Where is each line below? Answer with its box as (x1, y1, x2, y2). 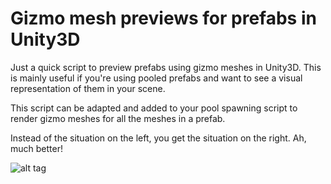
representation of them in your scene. (10, 82, 166, 94)
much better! (10, 142, 63, 154)
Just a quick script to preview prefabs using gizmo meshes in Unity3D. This (10, 61, 322, 73)
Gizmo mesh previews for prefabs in (10, 7, 317, 30)
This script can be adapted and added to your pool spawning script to (10, 102, 298, 114)
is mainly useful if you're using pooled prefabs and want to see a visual (10, 72, 303, 84)
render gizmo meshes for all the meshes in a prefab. (10, 112, 226, 124)
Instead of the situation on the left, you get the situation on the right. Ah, (10, 132, 307, 144)
